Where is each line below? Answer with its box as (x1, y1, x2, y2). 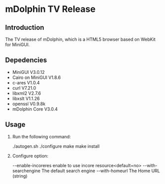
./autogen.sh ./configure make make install (12, 143, 100, 149)
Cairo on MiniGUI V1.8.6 (12, 74, 61, 80)
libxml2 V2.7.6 (12, 90, 41, 96)
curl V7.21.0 (12, 85, 36, 91)
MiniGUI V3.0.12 (12, 69, 45, 75)
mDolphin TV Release (5, 3, 96, 15)
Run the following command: (12, 133, 71, 139)
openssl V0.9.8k (12, 101, 46, 107)
